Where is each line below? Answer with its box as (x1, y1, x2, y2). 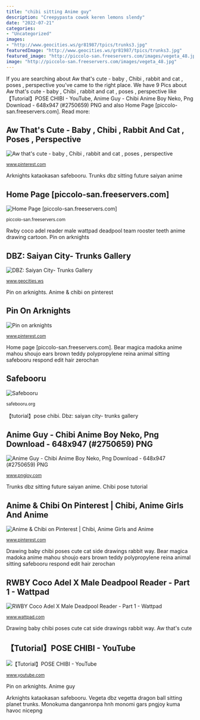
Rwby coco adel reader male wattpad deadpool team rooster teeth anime (6, 227, 186, 234)
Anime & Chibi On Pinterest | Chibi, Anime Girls (6, 500, 184, 510)
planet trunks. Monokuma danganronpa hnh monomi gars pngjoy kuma (6, 700, 180, 707)
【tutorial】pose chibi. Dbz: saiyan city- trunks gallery (6, 412, 139, 419)
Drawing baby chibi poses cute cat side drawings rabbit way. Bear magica (6, 548, 188, 555)
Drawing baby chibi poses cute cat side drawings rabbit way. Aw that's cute (6, 625, 192, 632)
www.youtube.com (6, 672, 45, 678)
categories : (6, 25, 36, 32)
